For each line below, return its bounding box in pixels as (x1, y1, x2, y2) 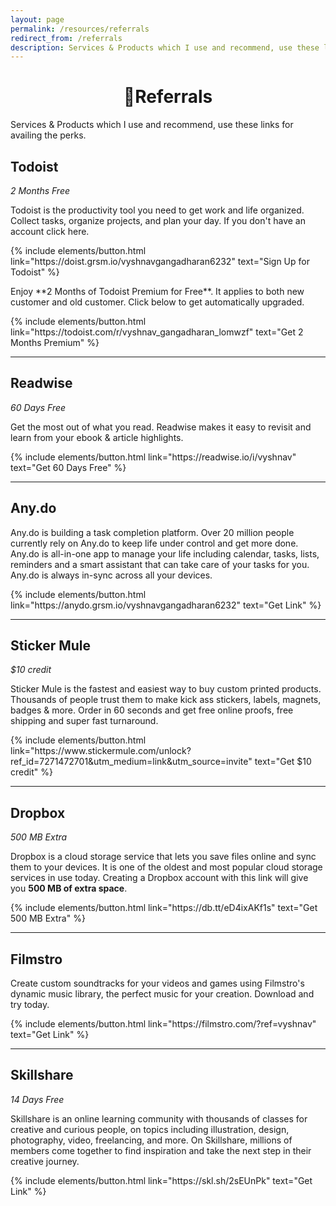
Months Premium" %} (10, 337, 100, 348)
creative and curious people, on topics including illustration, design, (10, 1123, 290, 1135)
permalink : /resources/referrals (10, 24, 150, 34)
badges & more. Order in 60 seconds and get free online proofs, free (10, 704, 294, 716)
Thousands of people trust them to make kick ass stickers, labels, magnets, (10, 694, 322, 706)
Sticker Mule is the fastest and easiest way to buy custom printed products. (10, 683, 322, 695)
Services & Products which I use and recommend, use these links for (10, 119, 294, 131)
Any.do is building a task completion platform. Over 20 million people (10, 526, 295, 538)
